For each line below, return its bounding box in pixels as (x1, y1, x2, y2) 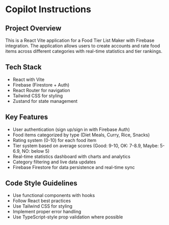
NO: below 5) (22, 148, 50, 154)
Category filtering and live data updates (12, 159, 96, 165)
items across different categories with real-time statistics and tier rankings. (5, 48, 163, 54)
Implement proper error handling (12, 209, 81, 215)
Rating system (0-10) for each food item (12, 137, 97, 143)
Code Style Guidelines (5, 179, 77, 188)
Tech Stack (5, 63, 42, 72)
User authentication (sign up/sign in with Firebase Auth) (12, 126, 130, 132)
